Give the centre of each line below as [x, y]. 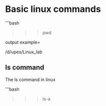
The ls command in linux [30, 79]
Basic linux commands [53, 9]
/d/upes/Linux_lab [24, 52]
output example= [23, 42]
